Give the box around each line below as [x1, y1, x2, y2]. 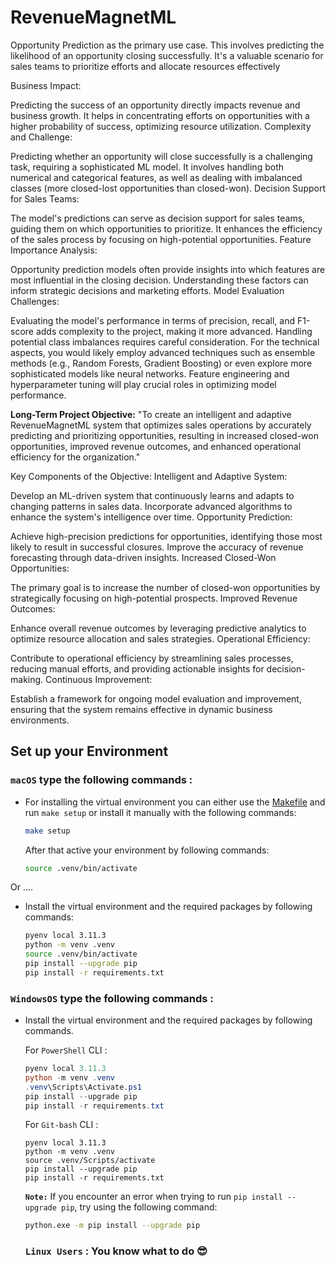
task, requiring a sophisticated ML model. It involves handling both [10, 161, 284, 173]
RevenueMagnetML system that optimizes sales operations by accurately [10, 419, 312, 431]
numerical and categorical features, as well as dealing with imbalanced [10, 171, 303, 183]
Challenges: [10, 295, 60, 307]
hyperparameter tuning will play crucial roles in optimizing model [10, 378, 277, 390]
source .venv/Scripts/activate [24, 1156, 156, 1166]
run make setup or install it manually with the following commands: [24, 806, 297, 818]
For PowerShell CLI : [24, 1044, 108, 1056]
